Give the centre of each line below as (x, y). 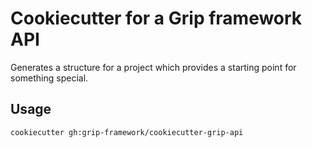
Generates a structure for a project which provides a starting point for (153, 67)
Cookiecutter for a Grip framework (156, 18)
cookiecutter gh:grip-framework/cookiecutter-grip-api (127, 132)
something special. (49, 78)
